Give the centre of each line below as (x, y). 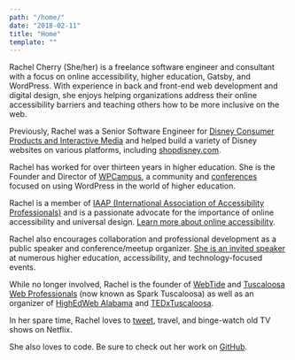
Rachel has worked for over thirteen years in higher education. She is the (142, 167)
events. (23, 267)
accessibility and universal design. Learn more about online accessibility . (143, 222)
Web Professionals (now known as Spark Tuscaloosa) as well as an (132, 294)
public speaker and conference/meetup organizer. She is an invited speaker (147, 249)
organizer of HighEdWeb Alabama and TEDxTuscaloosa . (112, 303)
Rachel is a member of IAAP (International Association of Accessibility (137, 203)
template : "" (33, 42)
